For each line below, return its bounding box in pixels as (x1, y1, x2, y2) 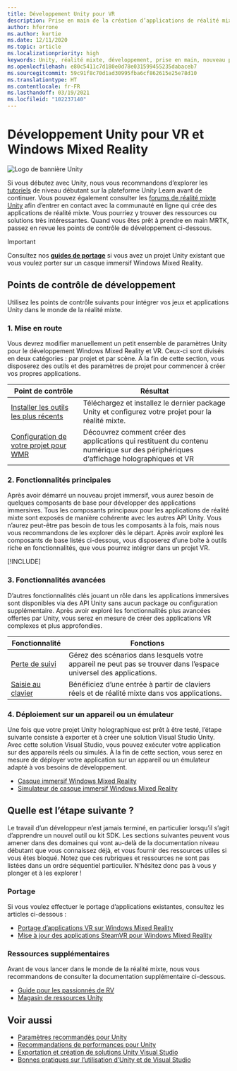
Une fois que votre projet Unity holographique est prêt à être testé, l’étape (7, 725, 222, 733)
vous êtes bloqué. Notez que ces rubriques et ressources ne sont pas (7, 854, 210, 862)
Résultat (140, 386, 169, 396)
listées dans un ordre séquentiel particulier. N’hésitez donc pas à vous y (7, 861, 217, 869)
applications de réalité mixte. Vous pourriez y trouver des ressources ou (7, 208, 217, 217)
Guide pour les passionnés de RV (17, 986, 115, 995)
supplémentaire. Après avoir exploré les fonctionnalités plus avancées (7, 606, 211, 614)
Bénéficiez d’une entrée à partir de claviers (68, 679, 211, 689)
